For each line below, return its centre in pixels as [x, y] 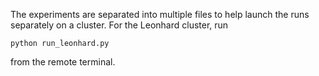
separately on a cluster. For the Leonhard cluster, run [119, 25]
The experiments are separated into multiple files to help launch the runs [160, 14]
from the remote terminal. [63, 62]
